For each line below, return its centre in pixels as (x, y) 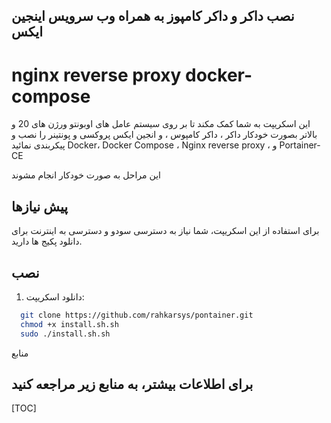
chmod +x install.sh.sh (69, 324)
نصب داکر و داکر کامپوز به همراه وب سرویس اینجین (153, 16)
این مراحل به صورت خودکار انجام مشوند (86, 175)
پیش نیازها (40, 206)
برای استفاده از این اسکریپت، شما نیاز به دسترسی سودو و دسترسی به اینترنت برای (165, 231)
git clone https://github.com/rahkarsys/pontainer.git (137, 315)
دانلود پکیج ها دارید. (47, 241)
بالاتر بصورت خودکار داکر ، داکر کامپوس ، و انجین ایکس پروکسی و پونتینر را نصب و (164, 135)
